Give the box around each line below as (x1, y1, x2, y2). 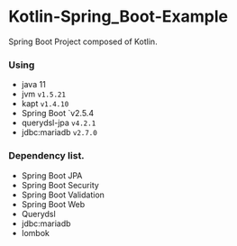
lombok (21, 227, 50, 238)
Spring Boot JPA (21, 169, 83, 181)
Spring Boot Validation (21, 189, 105, 200)
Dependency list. (8, 150, 85, 162)
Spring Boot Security (21, 179, 100, 190)
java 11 (21, 79, 46, 90)
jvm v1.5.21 (21, 88, 67, 100)
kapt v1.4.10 (21, 98, 69, 109)
